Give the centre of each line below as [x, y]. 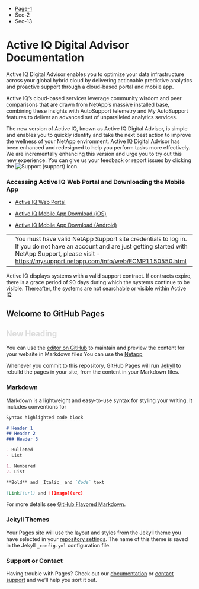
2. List [16, 472]
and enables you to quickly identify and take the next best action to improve [99, 135]
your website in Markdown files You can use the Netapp [74, 354]
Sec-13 [23, 21]
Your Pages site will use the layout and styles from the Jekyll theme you [94, 533]
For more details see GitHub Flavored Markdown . [66, 504]
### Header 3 [22, 439]
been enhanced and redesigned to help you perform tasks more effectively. [98, 147]
